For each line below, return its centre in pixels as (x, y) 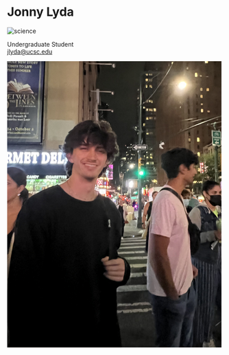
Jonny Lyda (40, 12)
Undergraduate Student (40, 44)
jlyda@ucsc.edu (30, 51)
